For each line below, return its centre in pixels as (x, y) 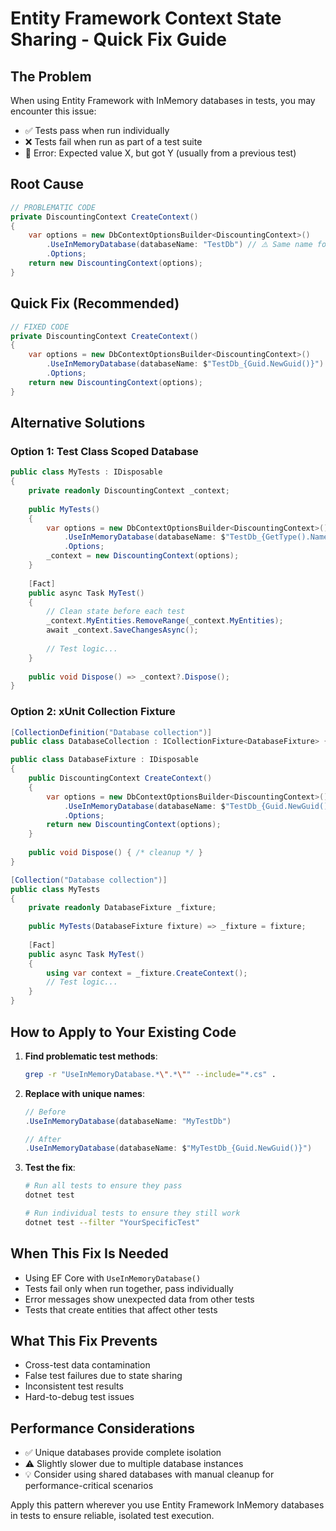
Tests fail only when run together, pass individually (129, 1288)
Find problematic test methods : (91, 1056)
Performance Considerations (102, 1428)
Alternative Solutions (78, 423)
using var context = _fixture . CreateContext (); (147, 973)
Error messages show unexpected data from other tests (139, 1299)
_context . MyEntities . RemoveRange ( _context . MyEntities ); (165, 621)
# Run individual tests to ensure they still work (132, 1213)
